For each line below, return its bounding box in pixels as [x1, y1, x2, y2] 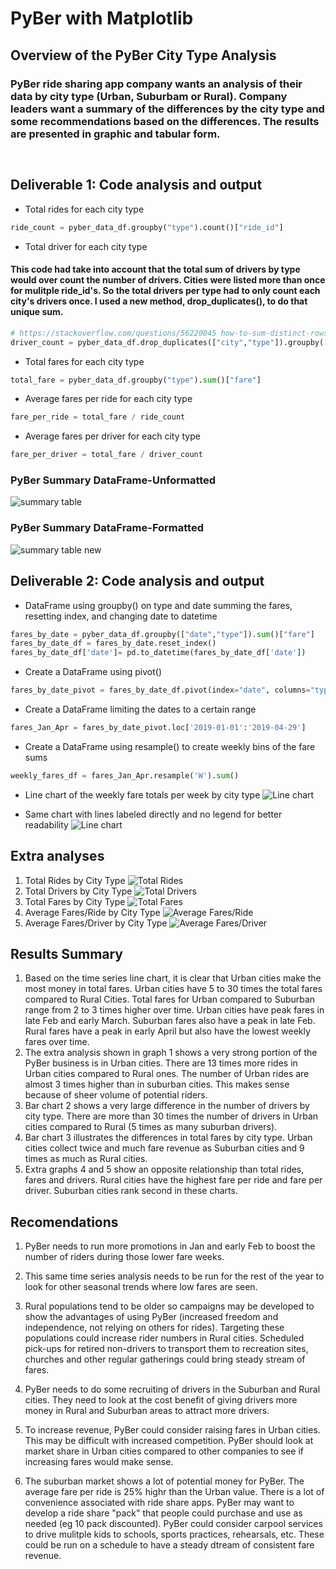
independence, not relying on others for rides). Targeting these [24, 1322, 285, 1334]
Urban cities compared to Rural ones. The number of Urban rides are [24, 1068, 310, 1080]
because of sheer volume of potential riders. [24, 1089, 208, 1101]
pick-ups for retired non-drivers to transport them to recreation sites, [24, 1343, 309, 1355]
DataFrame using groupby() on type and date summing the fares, [24, 599, 293, 611]
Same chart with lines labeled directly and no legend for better [24, 808, 283, 820]
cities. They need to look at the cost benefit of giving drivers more [24, 1394, 298, 1406]
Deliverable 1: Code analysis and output [10, 177, 263, 194]
